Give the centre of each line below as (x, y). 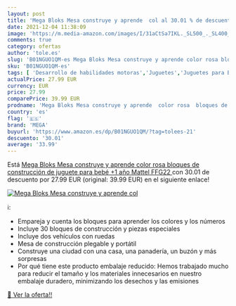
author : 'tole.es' (34, 53)
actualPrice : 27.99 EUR (42, 79)
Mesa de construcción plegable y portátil (77, 244)
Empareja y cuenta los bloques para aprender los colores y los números (122, 222)
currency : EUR (28, 86)
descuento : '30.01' (36, 138)
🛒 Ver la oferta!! (30, 295)
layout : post (26, 14)
